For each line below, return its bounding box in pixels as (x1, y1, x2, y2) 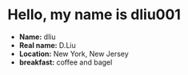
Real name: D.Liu (18, 40, 77, 49)
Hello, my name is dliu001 (7, 6, 182, 24)
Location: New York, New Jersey (18, 49, 129, 58)
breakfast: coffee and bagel (18, 57, 113, 67)
